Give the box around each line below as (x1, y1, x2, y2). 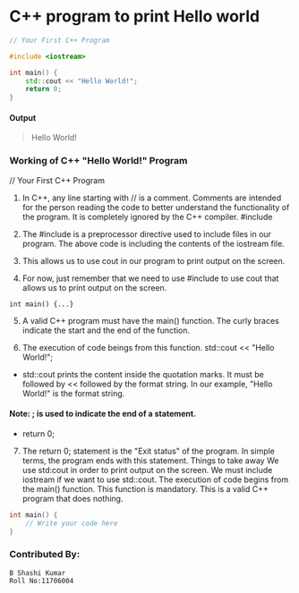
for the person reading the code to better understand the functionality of (21, 201, 290, 212)
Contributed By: (9, 548, 81, 561)
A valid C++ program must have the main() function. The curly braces (21, 315, 279, 326)
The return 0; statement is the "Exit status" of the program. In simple (21, 445, 276, 456)
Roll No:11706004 (9, 576, 74, 585)
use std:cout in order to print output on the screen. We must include (21, 464, 273, 475)
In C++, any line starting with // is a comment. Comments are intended (21, 192, 282, 203)
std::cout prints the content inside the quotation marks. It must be (21, 369, 264, 379)
